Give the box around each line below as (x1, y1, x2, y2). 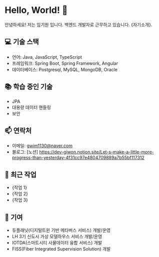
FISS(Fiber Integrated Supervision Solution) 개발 (11, 246, 111, 252)
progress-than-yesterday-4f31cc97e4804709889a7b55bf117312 (11, 155, 144, 161)
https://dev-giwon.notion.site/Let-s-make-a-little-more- (39, 149, 154, 155)
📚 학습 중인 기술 (4, 82, 53, 91)
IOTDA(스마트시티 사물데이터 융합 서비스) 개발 (11, 240, 102, 246)
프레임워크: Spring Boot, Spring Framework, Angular (11, 60, 118, 66)
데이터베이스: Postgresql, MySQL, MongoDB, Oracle (11, 66, 118, 72)
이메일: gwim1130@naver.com (11, 143, 73, 149)
